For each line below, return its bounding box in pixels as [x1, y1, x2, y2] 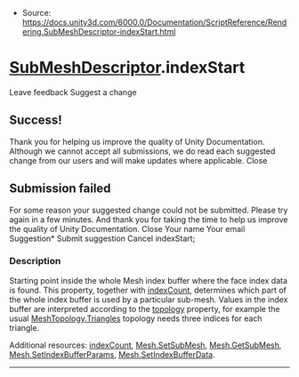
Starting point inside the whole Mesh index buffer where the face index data [9, 275, 287, 285]
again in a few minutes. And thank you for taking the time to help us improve [9, 213, 288, 225]
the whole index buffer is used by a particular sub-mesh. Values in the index [9, 293, 288, 305]
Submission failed [9, 181, 111, 197]
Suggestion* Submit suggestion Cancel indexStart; [9, 233, 196, 244]
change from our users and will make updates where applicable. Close [9, 155, 268, 165]
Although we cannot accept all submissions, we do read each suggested [9, 146, 276, 156]
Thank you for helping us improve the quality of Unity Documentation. [9, 136, 265, 147]
